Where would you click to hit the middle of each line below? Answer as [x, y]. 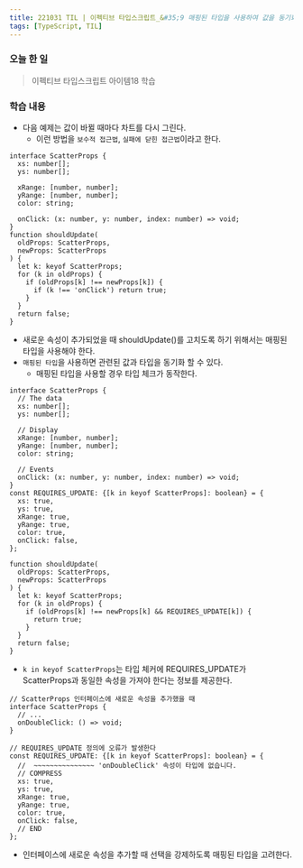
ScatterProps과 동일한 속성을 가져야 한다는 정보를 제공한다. [127, 680]
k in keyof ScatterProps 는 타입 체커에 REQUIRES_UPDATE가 [134, 669]
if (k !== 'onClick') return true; [100, 291]
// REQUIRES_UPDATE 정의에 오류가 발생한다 [83, 748]
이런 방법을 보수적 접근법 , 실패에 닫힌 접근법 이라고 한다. [128, 139]
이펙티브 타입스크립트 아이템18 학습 [93, 80]
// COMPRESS [40, 774]
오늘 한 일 [28, 60]
